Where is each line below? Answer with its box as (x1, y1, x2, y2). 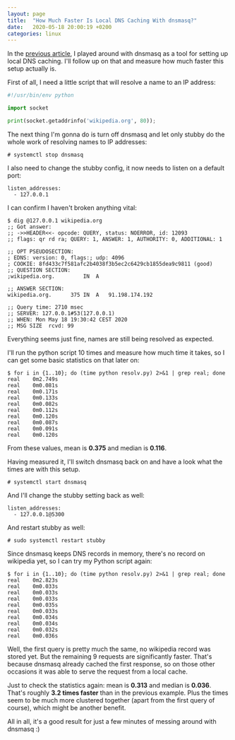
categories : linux (7, 30, 61, 37)
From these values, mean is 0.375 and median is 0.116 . (7, 443, 167, 452)
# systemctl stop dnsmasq (7, 151, 83, 158)
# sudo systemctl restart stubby (7, 536, 106, 544)
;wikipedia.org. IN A (7, 273, 100, 280)
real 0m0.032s (7, 626, 59, 633)
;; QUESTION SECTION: (7, 266, 71, 274)
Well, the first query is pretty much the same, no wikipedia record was (7, 645, 211, 653)
